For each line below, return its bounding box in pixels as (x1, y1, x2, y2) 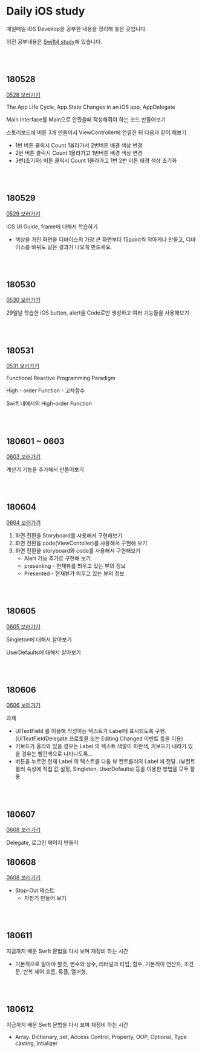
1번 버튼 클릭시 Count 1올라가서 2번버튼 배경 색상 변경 (15, 141, 143, 149)
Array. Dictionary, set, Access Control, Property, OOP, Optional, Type (15, 1033, 187, 1040)
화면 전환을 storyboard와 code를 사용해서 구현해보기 (15, 547, 141, 554)
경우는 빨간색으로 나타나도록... (21, 750, 93, 757)
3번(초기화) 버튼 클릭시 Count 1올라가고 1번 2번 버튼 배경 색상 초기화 (15, 157, 177, 164)
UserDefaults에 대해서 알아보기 (6, 649, 82, 656)
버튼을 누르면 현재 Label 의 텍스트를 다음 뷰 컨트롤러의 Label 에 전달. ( (15, 758, 181, 765)
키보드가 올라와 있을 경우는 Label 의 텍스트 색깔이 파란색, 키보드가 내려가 (15, 743, 187, 750)
